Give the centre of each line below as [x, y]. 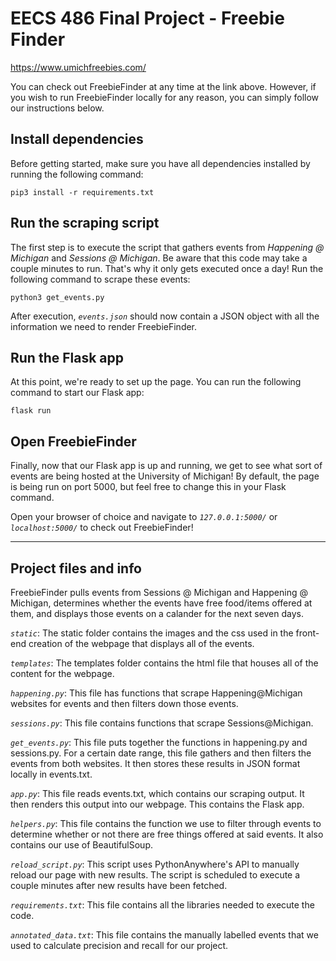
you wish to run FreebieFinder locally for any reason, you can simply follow [165, 97]
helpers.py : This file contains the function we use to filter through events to [166, 823]
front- [307, 633]
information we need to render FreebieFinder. [104, 326]
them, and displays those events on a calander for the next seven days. [157, 613]
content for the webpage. [62, 673]
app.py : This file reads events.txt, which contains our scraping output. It [157, 793]
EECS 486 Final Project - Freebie [147, 18]
